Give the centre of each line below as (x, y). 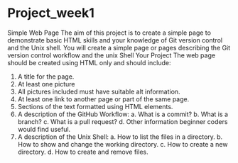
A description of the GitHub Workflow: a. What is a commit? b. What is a (123, 114)
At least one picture (46, 84)
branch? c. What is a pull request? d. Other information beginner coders (123, 121)
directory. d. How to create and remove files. (83, 152)
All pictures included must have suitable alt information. (99, 91)
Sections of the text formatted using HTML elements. (95, 106)
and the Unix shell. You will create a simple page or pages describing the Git (119, 47)
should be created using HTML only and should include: (89, 62)
